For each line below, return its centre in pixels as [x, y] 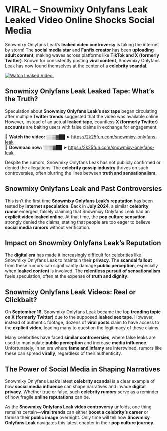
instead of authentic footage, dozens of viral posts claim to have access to [82, 323]
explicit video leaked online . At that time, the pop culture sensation [75, 217]
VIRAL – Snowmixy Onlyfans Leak [77, 9]
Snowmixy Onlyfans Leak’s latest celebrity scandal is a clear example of [80, 381]
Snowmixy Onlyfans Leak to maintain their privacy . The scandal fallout [79, 260]
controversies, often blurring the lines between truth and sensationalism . [81, 173]
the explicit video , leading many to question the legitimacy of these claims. [82, 328]
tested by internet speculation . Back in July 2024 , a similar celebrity [77, 206]
